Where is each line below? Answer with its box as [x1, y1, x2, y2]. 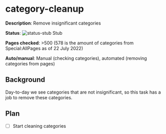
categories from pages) [5, 60, 55, 66]
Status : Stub [5, 30, 63, 36]
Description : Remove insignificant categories [5, 20, 101, 26]
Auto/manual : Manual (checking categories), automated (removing [5, 55, 147, 61]
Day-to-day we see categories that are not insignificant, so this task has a [5, 89, 161, 95]
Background [5, 75, 45, 84]
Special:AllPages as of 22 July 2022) [5, 45, 84, 51]
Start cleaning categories [12, 123, 67, 129]
